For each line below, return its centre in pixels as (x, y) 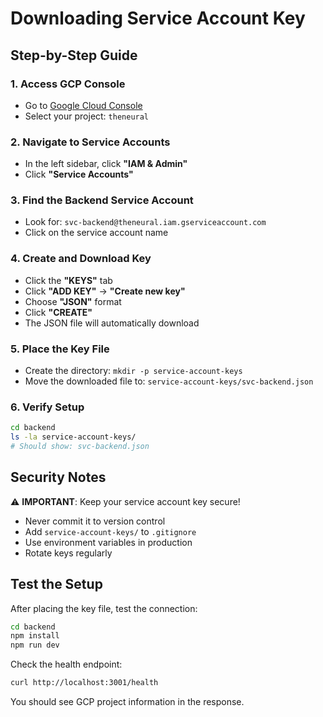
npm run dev (35, 645)
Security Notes (58, 477)
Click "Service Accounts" (79, 174)
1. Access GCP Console (68, 84)
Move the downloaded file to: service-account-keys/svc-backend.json (169, 381)
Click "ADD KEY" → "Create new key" (105, 291)
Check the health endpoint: (66, 664)
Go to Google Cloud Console (83, 105)
